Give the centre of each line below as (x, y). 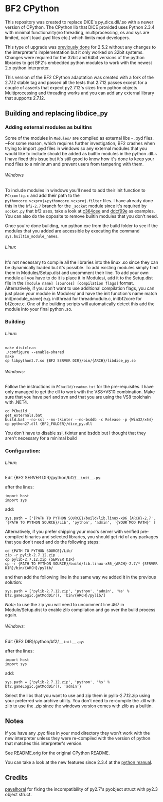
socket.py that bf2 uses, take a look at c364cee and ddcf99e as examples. (80, 211)
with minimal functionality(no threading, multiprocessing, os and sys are (77, 32)
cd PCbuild (16, 411)
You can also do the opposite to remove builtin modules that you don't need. (81, 216)
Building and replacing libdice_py (56, 114)
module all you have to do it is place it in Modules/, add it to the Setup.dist (79, 278)
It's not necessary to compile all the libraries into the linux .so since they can (82, 262)
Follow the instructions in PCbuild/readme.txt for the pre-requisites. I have (80, 387)
